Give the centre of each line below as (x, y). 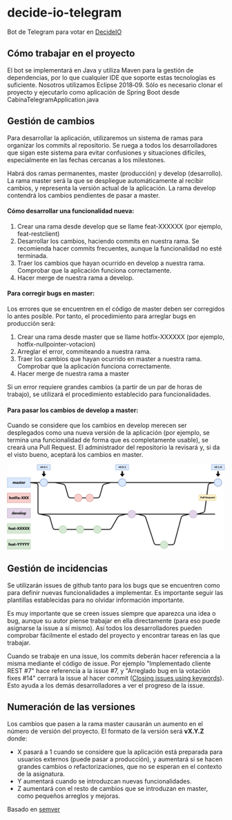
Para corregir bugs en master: (51, 293)
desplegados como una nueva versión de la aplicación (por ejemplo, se (108, 433)
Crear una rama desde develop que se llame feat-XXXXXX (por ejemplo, (120, 226)
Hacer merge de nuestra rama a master (73, 373)
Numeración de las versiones (71, 707)
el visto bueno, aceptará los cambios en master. (75, 455)
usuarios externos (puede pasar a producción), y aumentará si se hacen (120, 759)
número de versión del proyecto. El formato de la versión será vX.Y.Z (106, 731)
